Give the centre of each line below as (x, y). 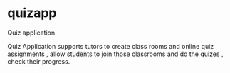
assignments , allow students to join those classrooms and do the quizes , (115, 54)
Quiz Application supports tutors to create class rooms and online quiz (111, 46)
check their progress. (39, 61)
